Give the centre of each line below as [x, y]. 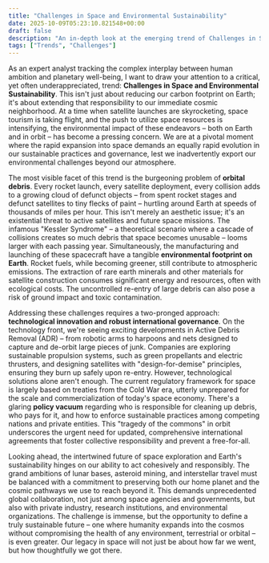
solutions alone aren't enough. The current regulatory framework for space [132, 381]
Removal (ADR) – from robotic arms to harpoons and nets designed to [123, 339]
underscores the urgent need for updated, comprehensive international [125, 432]
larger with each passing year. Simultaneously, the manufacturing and [123, 247]
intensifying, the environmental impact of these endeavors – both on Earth [130, 129]
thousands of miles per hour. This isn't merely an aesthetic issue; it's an [126, 212]
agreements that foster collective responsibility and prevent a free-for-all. [129, 441]
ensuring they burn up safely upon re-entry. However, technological [120, 373]
